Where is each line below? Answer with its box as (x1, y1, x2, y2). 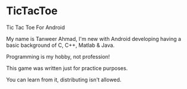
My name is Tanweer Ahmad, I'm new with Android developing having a (6, 35, 182, 42)
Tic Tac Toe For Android (6, 24, 65, 31)
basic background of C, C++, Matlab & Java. (6, 42, 115, 49)
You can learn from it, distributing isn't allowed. (6, 76, 122, 83)
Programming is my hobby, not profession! (6, 53, 110, 60)
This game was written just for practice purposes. (6, 64, 128, 72)
